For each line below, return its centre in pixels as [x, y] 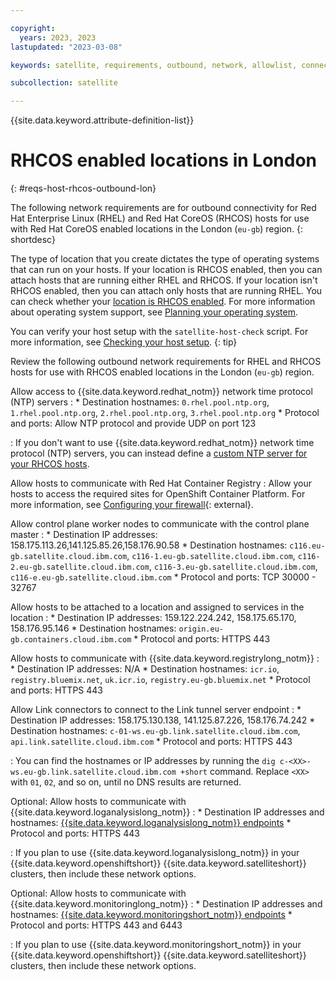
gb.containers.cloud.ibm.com [71, 640]
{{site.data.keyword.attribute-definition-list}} [102, 120]
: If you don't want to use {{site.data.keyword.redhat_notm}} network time [162, 443]
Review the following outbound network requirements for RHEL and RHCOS [166, 362]
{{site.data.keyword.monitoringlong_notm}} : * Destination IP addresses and [166, 904]
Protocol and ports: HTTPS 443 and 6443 [96, 925]
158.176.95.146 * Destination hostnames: [93, 628]
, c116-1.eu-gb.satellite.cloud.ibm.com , [211, 556]
